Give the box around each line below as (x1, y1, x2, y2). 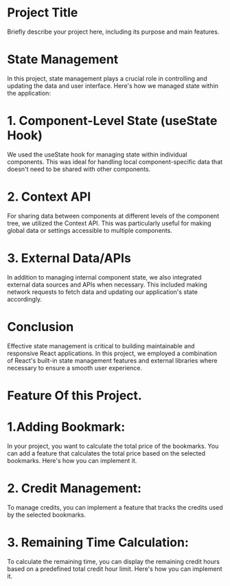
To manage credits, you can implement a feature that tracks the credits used (7, 503, 223, 511)
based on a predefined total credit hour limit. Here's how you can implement (7, 565, 222, 573)
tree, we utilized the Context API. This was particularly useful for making (7, 218, 211, 227)
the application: (7, 89, 51, 97)
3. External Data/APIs (7, 250, 132, 266)
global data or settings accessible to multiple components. (7, 226, 173, 234)
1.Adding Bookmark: (7, 419, 126, 434)
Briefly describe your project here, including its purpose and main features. (7, 27, 220, 36)
